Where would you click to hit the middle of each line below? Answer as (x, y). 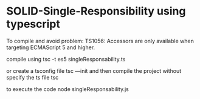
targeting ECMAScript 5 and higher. (51, 47)
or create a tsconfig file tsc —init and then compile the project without (94, 70)
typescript (33, 24)
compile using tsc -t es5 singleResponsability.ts (66, 59)
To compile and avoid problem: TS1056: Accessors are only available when (100, 41)
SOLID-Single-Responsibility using (96, 11)
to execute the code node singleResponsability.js (67, 89)
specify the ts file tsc (33, 77)
